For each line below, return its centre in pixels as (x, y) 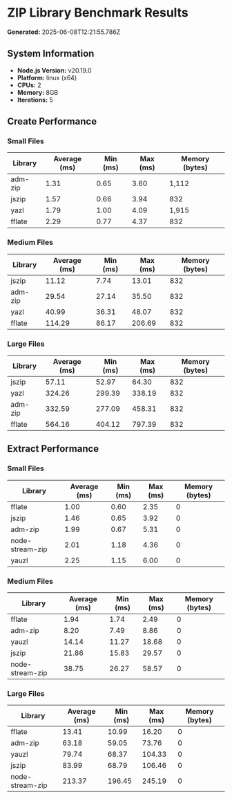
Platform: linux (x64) (47, 77)
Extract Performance (53, 449)
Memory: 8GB (38, 92)
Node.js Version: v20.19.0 (54, 70)
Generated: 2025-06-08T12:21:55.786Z (64, 32)
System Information (51, 54)
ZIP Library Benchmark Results (98, 13)
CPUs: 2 (29, 85)
